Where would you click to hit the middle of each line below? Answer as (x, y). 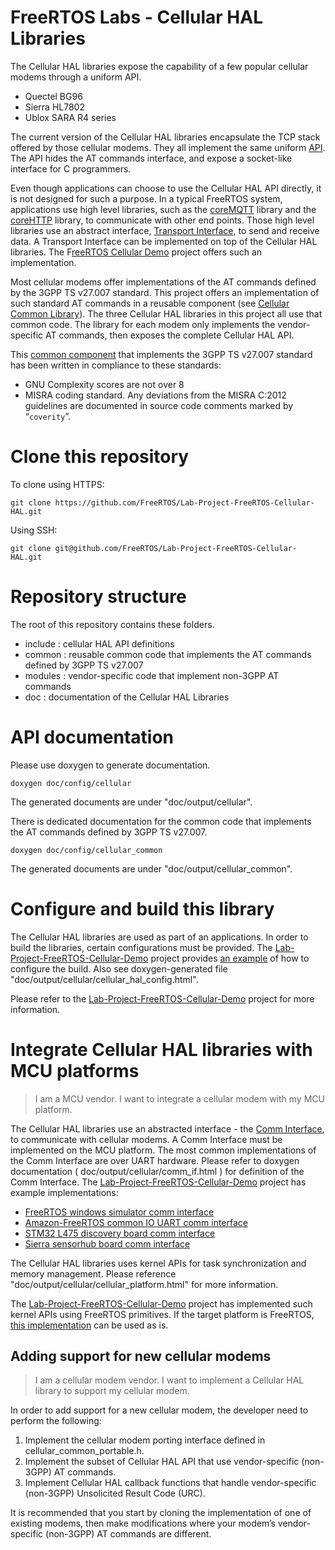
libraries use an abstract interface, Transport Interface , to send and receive (165, 230)
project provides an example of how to (230, 958)
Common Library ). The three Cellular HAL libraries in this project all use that (166, 313)
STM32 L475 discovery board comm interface (120, 1233)
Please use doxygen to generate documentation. (110, 765)
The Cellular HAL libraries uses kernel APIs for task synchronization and (158, 1263)
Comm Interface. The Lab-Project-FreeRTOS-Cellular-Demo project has (158, 1182)
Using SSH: (34, 530)
